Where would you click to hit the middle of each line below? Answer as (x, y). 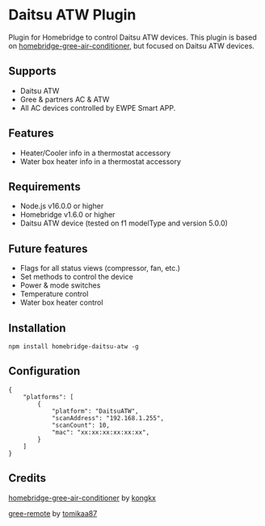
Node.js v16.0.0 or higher (62, 206)
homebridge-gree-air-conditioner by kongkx (82, 498)
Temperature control (54, 294)
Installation (37, 328)
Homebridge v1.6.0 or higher (67, 215)
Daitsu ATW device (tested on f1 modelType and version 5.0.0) (124, 223)
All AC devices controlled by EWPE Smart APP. (98, 107)
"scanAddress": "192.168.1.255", (107, 418)
